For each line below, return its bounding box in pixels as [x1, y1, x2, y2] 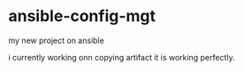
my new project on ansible [8, 35, 105, 46]
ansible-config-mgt [8, 6, 156, 26]
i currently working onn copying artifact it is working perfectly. [8, 52, 235, 62]
